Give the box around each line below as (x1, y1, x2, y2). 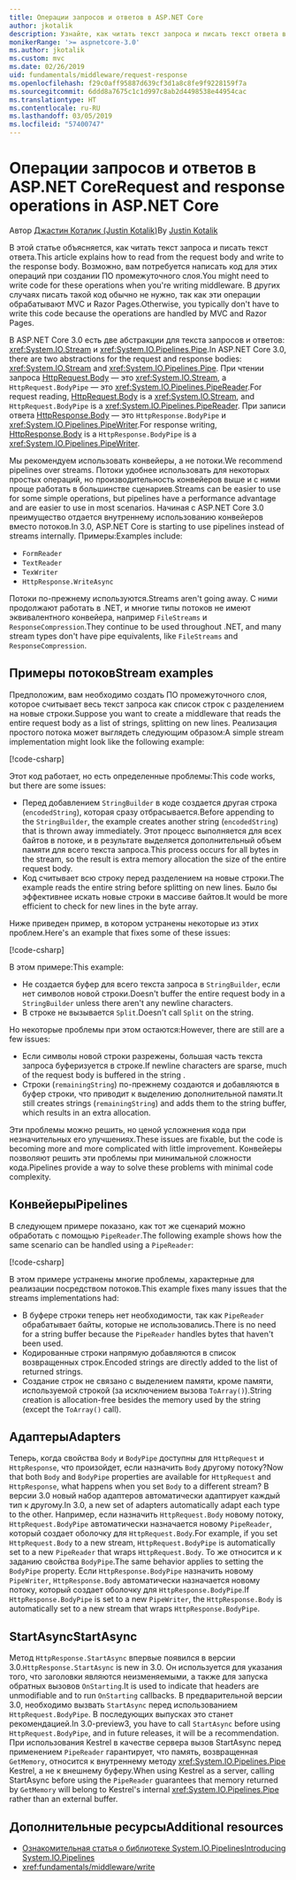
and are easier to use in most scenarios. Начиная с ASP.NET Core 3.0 (9, 502, 264, 513)
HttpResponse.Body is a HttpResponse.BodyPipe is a (9, 429, 197, 439)
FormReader (21, 549, 63, 558)
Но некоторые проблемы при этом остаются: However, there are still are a (9, 1024, 285, 1034)
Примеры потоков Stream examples (9, 666, 214, 681)
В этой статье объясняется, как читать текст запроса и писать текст (9, 242, 269, 252)
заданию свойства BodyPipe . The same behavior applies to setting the (9, 1556, 263, 1567)
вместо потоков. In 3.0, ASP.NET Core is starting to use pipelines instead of (9, 521, 285, 531)
